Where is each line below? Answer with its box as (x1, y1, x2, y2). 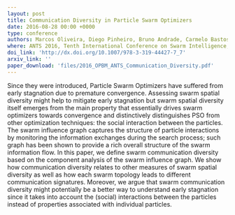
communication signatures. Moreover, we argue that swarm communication (7, 177, 225, 186)
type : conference (7, 29, 58, 37)
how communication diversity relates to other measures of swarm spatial (7, 163, 218, 171)
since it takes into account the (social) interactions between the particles (7, 193, 217, 201)
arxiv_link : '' (7, 56, 52, 63)
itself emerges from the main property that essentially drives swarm (7, 103, 203, 112)
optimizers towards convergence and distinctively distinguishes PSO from (7, 111, 220, 119)
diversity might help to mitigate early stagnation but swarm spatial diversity (7, 96, 224, 105)
